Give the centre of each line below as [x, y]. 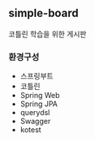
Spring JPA [39, 104]
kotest [31, 130]
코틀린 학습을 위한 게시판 [47, 34]
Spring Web [40, 96]
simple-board [43, 13]
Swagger [35, 122]
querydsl [35, 113]
